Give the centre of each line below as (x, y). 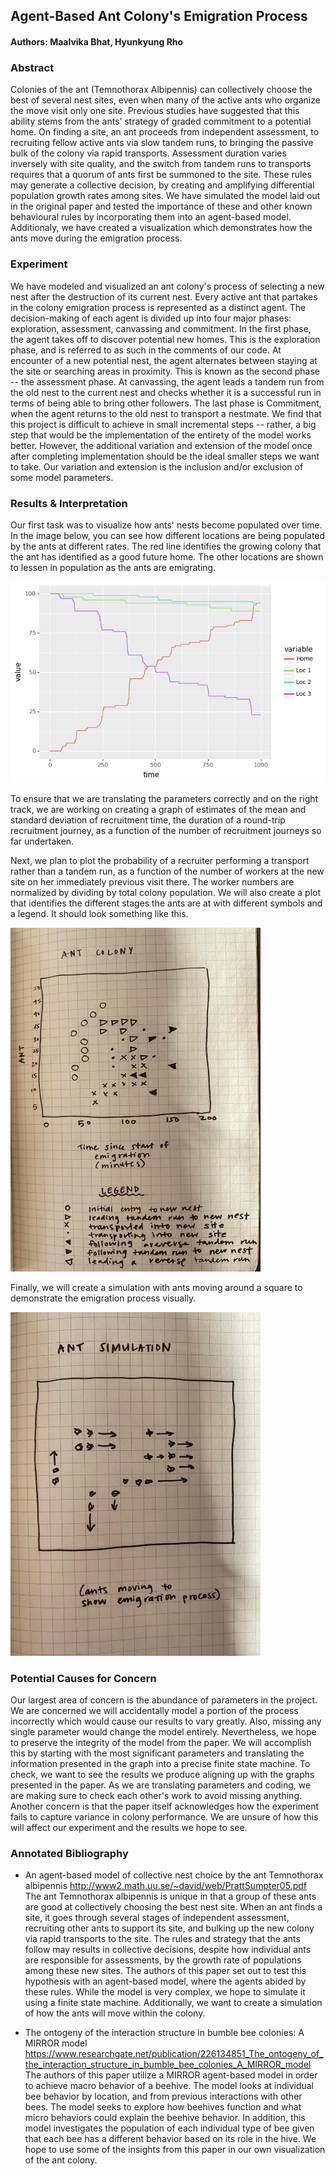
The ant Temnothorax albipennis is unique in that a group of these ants (170, 1896)
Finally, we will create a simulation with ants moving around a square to (156, 1287)
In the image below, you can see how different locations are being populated (168, 535)
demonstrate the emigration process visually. (103, 1298)
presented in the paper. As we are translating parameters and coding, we (161, 1785)
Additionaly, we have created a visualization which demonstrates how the (161, 228)
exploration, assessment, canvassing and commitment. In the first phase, (161, 328)
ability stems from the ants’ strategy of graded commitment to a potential (161, 121)
